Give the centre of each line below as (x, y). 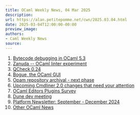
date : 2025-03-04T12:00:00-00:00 (41, 24)
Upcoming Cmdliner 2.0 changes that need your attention (74, 85)
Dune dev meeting (32, 96)
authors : (15, 34)
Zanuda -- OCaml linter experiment (50, 63)
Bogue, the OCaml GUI (37, 74)
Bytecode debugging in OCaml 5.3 (49, 58)
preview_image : (22, 29)
